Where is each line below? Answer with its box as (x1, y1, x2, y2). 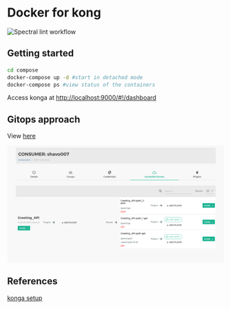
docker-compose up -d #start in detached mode (7, 74, 143, 81)
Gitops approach (7, 114, 81, 125)
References (7, 275, 58, 287)
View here (7, 132, 36, 140)
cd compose (7, 67, 39, 74)
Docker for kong (7, 5, 101, 21)
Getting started (7, 47, 74, 59)
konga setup (7, 294, 43, 302)
